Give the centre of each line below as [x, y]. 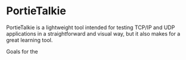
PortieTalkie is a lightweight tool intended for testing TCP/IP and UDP [91, 27]
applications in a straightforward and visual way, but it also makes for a [93, 33]
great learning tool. [30, 40]
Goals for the [22, 51]
